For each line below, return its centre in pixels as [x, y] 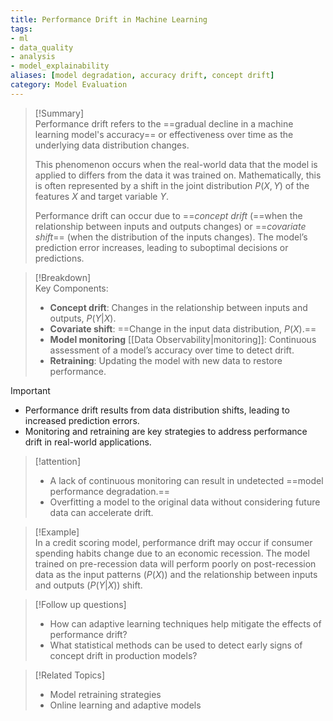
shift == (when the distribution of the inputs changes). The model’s [171, 237]
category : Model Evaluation [69, 85]
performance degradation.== [110, 491]
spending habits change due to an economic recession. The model [172, 553]
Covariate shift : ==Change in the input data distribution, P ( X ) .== [183, 328]
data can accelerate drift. [101, 512]
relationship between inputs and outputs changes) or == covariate [170, 226]
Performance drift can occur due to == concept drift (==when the [168, 215]
